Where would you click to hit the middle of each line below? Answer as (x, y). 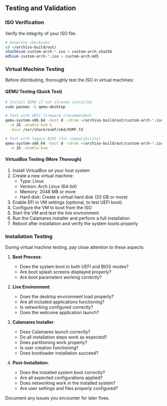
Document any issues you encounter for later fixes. (57, 398)
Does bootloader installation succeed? (59, 353)
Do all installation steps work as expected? (63, 337)
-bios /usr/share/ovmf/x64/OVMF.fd (46, 130)
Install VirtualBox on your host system (51, 170)
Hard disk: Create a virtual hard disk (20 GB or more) (74, 197)
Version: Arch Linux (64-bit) (48, 186)
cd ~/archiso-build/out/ (31, 47)
